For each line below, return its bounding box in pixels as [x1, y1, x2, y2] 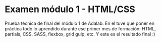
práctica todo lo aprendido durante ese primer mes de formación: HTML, [5, 25, 156, 31]
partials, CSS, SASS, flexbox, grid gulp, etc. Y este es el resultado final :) [5, 31, 155, 37]
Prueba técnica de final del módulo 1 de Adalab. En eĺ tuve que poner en [5, 20, 155, 26]
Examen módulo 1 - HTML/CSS [5, 4, 136, 15]
